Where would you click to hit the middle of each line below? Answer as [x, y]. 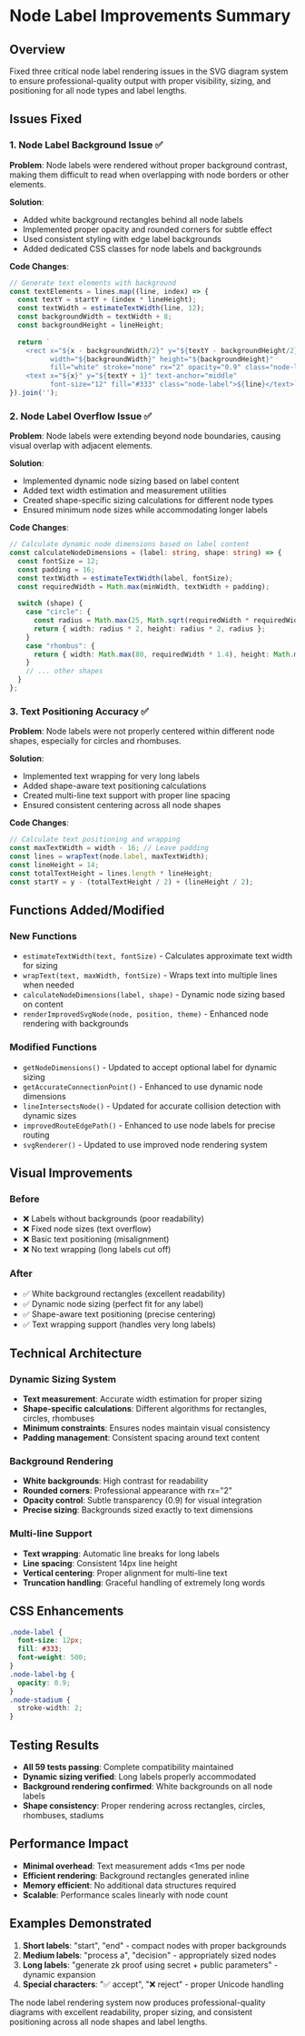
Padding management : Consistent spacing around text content [141, 1438]
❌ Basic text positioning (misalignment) [96, 1240]
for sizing [40, 966]
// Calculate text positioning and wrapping [95, 840]
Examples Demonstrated [81, 1924]
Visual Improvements [71, 1173]
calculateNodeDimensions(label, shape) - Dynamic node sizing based [154, 995]
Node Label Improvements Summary [150, 16]
